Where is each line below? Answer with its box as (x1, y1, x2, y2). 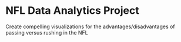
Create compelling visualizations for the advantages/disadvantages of (5, 23, 175, 30)
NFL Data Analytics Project (5, 4, 139, 17)
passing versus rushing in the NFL (5, 29, 89, 36)
